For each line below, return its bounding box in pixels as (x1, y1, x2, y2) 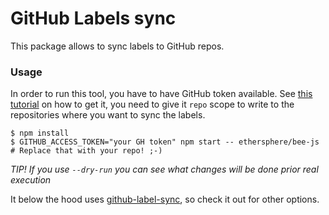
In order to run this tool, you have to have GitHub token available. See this (10, 88, 313, 100)
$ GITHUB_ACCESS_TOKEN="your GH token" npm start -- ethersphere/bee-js (10, 137, 320, 147)
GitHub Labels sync (10, 7, 177, 30)
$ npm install (10, 128, 70, 139)
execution (10, 174, 52, 186)
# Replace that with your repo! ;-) (10, 146, 163, 156)
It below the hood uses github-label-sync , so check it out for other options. (10, 193, 320, 206)
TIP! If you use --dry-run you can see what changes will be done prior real (10, 163, 319, 176)
